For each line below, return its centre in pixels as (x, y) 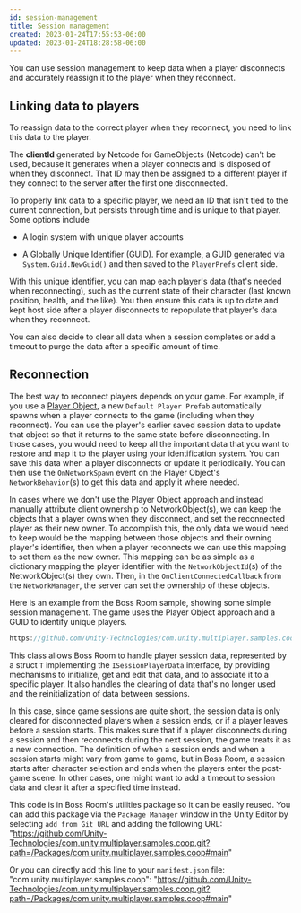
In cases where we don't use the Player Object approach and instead (137, 499)
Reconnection (49, 375)
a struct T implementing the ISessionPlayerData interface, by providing (140, 664)
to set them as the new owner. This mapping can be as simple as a (132, 557)
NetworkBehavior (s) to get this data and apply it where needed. (125, 482)
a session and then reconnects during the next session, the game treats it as (150, 739)
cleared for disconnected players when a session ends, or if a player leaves (149, 720)
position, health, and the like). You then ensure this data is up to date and (144, 301)
